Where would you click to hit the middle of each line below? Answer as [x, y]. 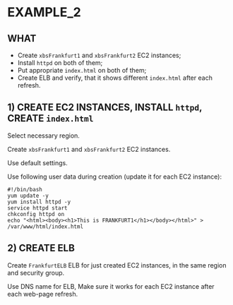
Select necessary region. [43, 136]
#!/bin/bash [25, 189]
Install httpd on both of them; [60, 63]
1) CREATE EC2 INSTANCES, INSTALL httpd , [105, 108]
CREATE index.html [50, 118]
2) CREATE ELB [41, 248]
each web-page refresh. [43, 294]
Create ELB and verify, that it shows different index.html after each [115, 78]
